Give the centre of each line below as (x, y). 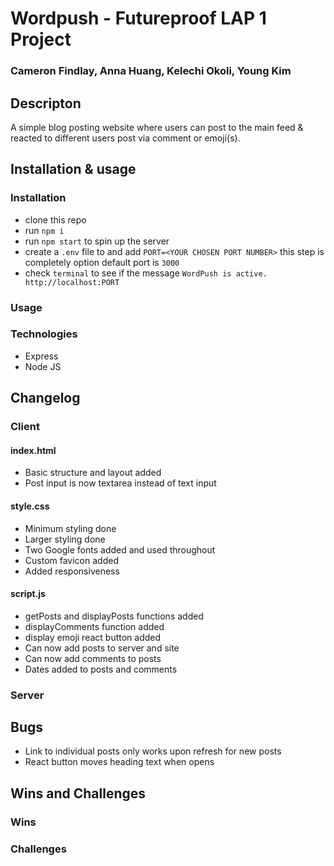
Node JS (43, 366)
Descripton (46, 103)
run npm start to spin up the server (97, 241)
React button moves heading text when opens (119, 762)
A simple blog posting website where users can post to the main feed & (157, 127)
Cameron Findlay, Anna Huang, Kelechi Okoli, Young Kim (151, 71)
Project (41, 39)
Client (25, 427)
